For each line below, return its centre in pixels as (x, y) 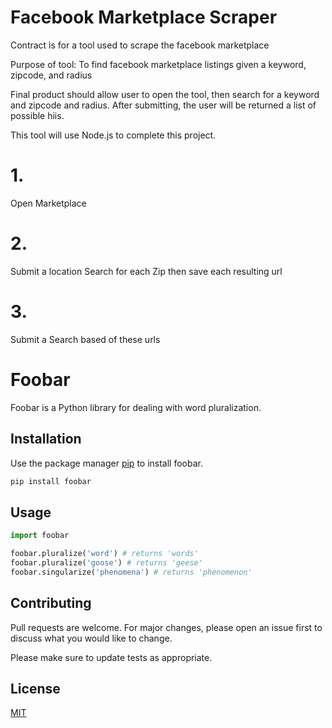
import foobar (40, 536)
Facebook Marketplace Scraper (144, 17)
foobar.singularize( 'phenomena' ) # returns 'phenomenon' (131, 572)
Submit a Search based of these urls (85, 339)
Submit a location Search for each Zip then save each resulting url (146, 271)
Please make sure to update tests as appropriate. (111, 657)
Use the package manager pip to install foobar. (106, 463)
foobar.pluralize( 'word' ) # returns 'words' (104, 554)
